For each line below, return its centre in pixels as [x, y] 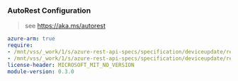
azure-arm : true [31, 39]
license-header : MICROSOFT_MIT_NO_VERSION [71, 65]
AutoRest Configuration [49, 11]
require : [20, 45]
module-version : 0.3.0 [41, 71]
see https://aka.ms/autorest [65, 26]
